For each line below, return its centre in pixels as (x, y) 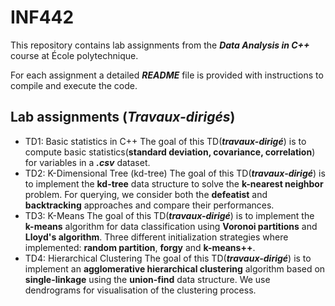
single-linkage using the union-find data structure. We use (147, 279)
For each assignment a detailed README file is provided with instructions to (167, 75)
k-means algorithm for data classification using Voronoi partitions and (171, 226)
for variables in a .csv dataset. (87, 162)
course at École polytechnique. (74, 55)
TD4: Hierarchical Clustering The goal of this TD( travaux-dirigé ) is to (168, 258)
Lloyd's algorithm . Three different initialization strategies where (156, 237)
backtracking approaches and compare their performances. (149, 205)
